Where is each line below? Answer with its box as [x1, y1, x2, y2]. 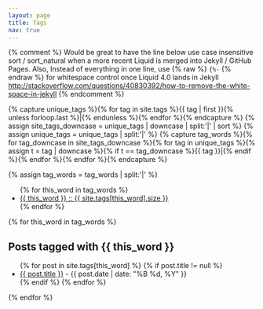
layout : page [8, 11, 51, 20]
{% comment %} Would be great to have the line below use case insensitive [8, 48, 254, 57]
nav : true [8, 26, 41, 34]
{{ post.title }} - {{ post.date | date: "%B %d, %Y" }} [19, 269, 187, 279]
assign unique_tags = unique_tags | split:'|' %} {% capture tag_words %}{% [8, 130, 253, 139]
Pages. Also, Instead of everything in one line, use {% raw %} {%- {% [8, 64, 232, 74]
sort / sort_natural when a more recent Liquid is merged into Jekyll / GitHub [8, 56, 252, 65]
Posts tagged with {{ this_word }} [8, 240, 175, 253]
